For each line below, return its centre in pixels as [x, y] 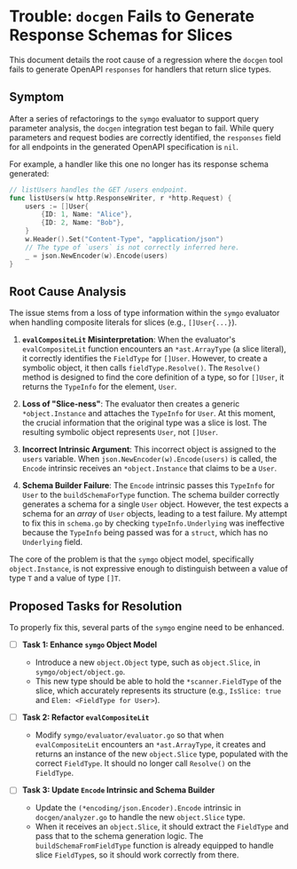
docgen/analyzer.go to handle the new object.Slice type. [140, 818]
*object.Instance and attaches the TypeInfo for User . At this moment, [149, 414]
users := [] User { [57, 206]
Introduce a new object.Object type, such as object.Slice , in [148, 662]
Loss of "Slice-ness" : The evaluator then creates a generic [131, 404]
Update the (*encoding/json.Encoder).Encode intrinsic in [138, 808]
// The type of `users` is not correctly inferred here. [133, 247]
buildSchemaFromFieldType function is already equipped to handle [154, 846]
